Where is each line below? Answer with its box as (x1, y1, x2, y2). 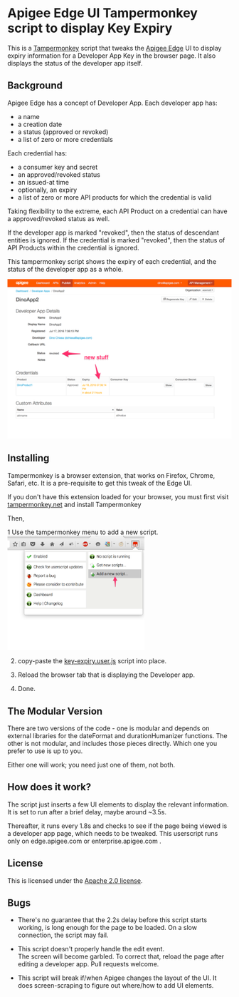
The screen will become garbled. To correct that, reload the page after (17, 952, 225, 961)
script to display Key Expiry (7, 20, 173, 36)
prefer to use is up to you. (7, 747, 83, 755)
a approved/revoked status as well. (7, 214, 110, 223)
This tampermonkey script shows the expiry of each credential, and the (7, 257, 217, 265)
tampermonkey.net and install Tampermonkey (7, 500, 142, 508)
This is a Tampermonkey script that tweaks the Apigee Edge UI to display (7, 44, 222, 52)
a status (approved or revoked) (17, 127, 109, 136)
